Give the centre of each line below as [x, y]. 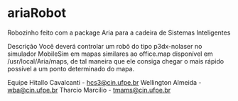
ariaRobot [37, 13]
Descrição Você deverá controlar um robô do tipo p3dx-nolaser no [105, 46]
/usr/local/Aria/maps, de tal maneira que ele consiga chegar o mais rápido [116, 61]
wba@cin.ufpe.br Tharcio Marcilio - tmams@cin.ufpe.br [89, 90]
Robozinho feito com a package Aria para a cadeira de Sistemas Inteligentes [119, 32]
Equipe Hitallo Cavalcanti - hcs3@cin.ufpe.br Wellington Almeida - [104, 82]
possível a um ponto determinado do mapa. [71, 69]
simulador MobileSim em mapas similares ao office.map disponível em [110, 54]
